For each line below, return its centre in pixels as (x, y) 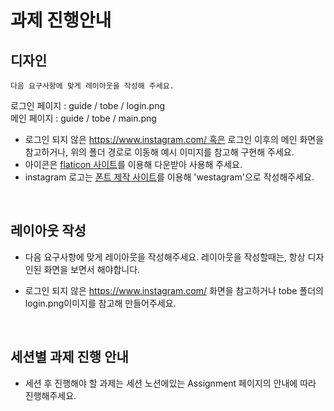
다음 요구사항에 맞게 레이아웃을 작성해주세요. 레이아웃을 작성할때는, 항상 (165, 257)
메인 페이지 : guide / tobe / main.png (83, 118)
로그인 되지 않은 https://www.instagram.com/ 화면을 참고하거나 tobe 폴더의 (174, 290)
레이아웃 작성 (48, 231)
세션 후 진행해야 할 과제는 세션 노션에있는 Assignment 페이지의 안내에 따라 (170, 383)
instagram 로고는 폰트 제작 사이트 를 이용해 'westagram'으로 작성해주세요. (169, 177)
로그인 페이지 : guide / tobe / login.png (88, 105)
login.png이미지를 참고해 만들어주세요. (100, 303)
